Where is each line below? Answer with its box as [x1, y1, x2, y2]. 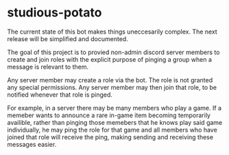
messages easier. [7, 140, 57, 148]
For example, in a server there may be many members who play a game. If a [7, 104, 221, 112]
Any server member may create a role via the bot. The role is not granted [7, 75, 213, 84]
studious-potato [7, 5, 102, 21]
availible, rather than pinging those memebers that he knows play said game [7, 118, 223, 126]
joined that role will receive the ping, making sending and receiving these [7, 132, 214, 141]
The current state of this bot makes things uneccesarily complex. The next [7, 27, 217, 36]
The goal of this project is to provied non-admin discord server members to [7, 48, 220, 56]
